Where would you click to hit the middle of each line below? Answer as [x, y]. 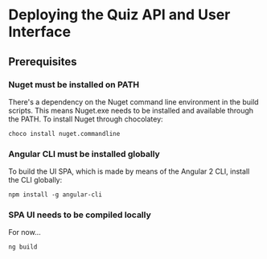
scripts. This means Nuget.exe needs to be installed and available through [131, 110]
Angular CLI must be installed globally [84, 154]
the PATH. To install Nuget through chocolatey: [86, 119]
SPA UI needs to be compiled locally [80, 215]
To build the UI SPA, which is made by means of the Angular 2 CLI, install [129, 171]
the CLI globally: [35, 180]
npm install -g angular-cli [55, 195]
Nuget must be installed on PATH [74, 84]
